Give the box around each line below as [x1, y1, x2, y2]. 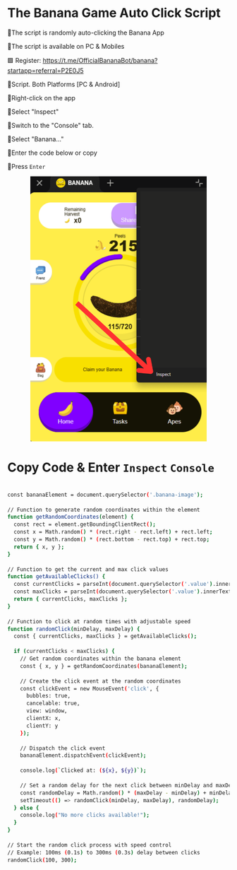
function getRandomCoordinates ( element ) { [7, 514, 134, 521]
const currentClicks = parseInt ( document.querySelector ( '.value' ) [13, 581, 213, 588]
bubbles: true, [25, 693, 71, 700]
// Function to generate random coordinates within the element [7, 506, 200, 513]
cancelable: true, [25, 700, 80, 707]
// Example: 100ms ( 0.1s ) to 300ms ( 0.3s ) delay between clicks [7, 849, 200, 856]
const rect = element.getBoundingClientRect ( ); [13, 521, 157, 528]
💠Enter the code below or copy [7, 148, 97, 157]
